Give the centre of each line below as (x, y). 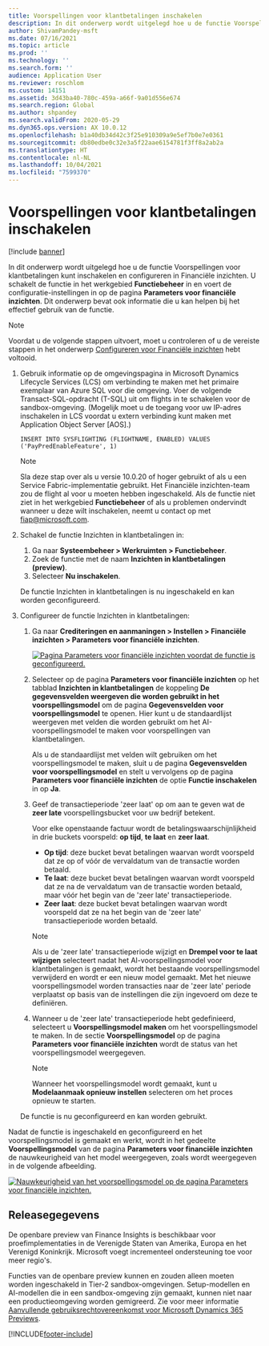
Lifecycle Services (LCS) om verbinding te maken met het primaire (129, 381)
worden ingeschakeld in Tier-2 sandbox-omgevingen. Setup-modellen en (129, 1284)
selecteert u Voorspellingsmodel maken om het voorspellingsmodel (145, 1027)
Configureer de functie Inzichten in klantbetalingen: (105, 616)
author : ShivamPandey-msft (53, 30)
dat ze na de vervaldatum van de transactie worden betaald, (143, 886)
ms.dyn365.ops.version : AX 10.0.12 (68, 128)
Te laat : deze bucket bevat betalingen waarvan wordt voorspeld (149, 878)
